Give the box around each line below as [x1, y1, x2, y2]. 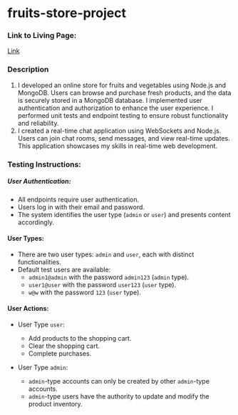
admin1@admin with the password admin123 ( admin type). [28, 273, 190, 281]
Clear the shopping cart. [28, 341, 100, 351]
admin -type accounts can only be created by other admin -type [28, 377, 210, 386]
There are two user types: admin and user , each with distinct [17, 250, 195, 259]
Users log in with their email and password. [17, 202, 145, 211]
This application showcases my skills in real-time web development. [17, 141, 218, 150]
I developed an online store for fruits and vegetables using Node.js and [17, 81, 227, 89]
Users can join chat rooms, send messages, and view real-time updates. [17, 134, 230, 142]
